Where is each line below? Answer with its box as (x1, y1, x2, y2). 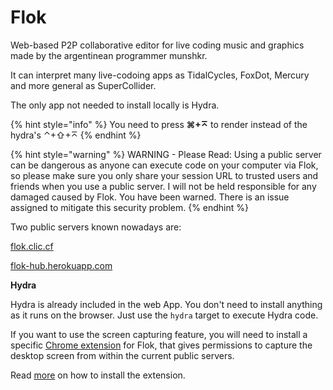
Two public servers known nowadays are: (10, 221, 182, 233)
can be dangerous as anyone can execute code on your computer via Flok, (10, 159, 319, 171)
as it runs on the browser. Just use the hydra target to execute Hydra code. (10, 309, 319, 321)
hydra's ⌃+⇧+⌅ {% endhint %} (10, 129, 142, 141)
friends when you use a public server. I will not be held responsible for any (10, 180, 317, 192)
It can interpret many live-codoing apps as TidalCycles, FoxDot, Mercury (10, 69, 310, 81)
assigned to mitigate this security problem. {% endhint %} (10, 201, 250, 213)
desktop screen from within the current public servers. (10, 349, 235, 361)
